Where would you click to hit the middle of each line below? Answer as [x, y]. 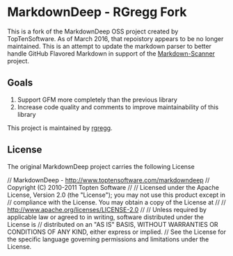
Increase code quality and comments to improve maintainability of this [118, 107]
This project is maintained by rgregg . [60, 128]
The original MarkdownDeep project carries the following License [101, 166]
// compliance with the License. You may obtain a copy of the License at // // [116, 202]
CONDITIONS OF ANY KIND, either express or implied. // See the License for [117, 232]
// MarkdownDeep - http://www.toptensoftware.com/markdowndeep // [109, 180]
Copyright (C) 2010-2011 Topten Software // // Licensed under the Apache [113, 187]
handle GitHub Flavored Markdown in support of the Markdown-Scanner [111, 54]
